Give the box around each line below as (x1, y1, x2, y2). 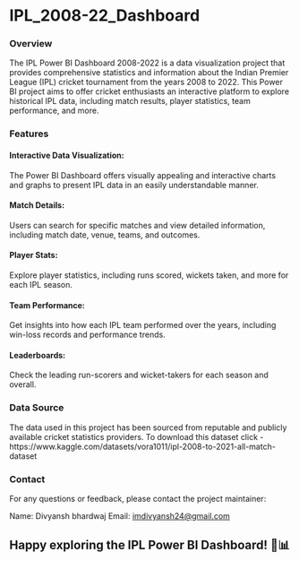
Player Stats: (9, 250, 58, 261)
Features (9, 127, 49, 140)
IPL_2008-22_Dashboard (9, 5, 201, 26)
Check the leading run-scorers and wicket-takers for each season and (9, 369, 269, 381)
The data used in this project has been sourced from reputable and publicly (9, 422, 287, 433)
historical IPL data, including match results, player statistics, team (9, 96, 251, 107)
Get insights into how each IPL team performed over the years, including (9, 320, 277, 331)
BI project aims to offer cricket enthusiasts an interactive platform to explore (9, 86, 289, 97)
